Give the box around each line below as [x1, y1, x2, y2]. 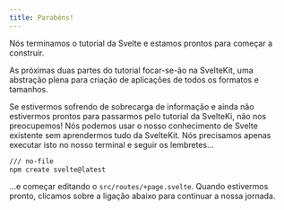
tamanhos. [9, 83, 49, 94]
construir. [9, 47, 45, 58]
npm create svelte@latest [9, 165, 106, 174]
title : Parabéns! [9, 13, 74, 22]
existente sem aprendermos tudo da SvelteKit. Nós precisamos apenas [9, 129, 271, 140]
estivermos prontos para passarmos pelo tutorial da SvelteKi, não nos [9, 110, 267, 121]
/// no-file [9, 156, 54, 166]
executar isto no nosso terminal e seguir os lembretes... [9, 139, 214, 150]
